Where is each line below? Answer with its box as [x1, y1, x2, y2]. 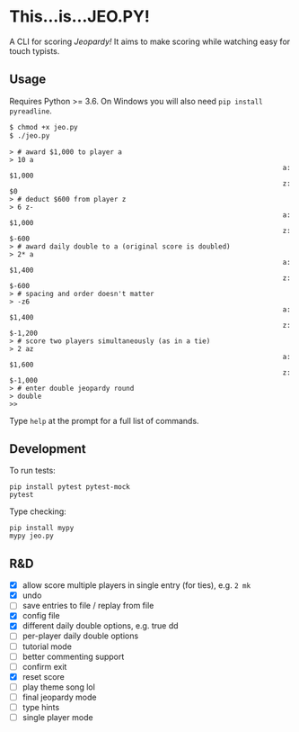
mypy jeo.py [9, 531, 54, 541]
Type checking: [9, 506, 67, 517]
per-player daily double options [22, 630, 139, 641]
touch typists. [9, 45, 60, 56]
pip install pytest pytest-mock [9, 483, 130, 492]
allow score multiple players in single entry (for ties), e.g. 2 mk [22, 580, 251, 591]
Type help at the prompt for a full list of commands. [9, 415, 199, 426]
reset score [22, 671, 66, 682]
